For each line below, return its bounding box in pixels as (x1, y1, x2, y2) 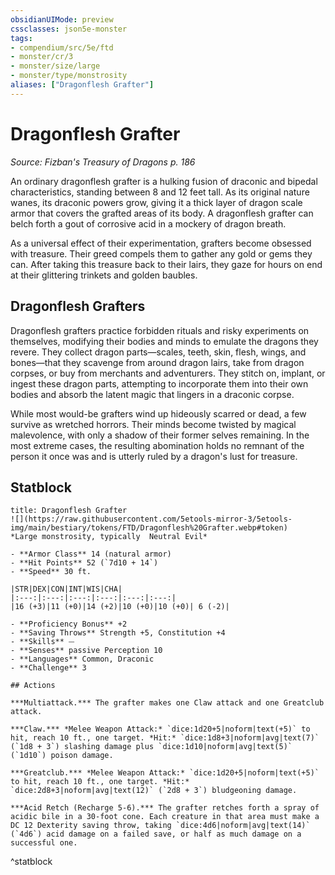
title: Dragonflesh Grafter (10, 506, 128, 516)
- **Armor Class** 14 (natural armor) (10, 549, 172, 560)
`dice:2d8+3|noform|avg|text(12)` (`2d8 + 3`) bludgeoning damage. (10, 786, 298, 796)
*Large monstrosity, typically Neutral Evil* (10, 532, 208, 542)
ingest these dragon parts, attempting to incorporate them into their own (10, 377, 309, 390)
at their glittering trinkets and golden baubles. (10, 269, 198, 281)
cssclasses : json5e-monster (10, 24, 128, 34)
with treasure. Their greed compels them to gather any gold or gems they (10, 247, 313, 260)
